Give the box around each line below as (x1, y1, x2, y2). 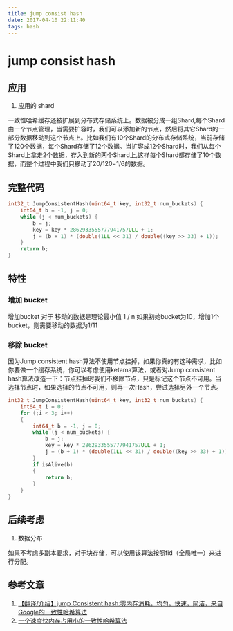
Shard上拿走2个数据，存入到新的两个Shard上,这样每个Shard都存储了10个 (8, 151, 216, 159)
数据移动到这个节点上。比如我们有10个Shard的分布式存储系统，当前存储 (19, 134, 225, 142)
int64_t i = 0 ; (20, 403, 64, 410)
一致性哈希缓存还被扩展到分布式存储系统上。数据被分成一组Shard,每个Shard (8, 116, 225, 125)
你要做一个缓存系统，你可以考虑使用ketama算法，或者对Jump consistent (8, 366, 216, 374)
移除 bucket (8, 340, 48, 349)
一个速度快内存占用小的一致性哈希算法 (17, 616, 127, 625)
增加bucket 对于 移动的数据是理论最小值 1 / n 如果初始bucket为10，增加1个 (8, 312, 220, 320)
